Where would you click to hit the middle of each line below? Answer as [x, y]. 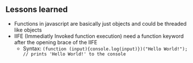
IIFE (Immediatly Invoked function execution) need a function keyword [99, 36]
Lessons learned [37, 10]
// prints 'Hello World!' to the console [74, 54]
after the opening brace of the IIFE [56, 42]
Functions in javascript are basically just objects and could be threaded [100, 23]
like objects [28, 30]
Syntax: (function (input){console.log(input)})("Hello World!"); [105, 48]
